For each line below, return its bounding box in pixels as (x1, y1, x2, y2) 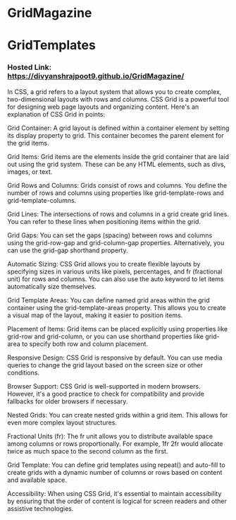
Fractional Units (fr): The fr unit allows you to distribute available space (7, 432, 213, 440)
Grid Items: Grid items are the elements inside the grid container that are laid (7, 152, 230, 160)
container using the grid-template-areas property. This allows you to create (7, 303, 227, 312)
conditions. (7, 368, 40, 377)
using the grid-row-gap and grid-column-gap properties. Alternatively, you (7, 238, 225, 247)
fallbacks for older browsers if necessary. (7, 397, 128, 406)
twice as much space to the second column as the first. (7, 447, 168, 455)
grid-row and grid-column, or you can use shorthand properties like (7, 332, 204, 341)
